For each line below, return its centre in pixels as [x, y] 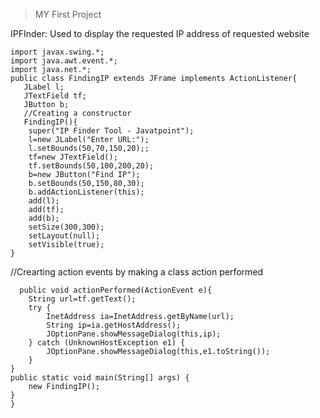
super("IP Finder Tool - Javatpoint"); [111, 131]
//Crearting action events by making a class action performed [137, 272]
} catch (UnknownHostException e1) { [107, 343]
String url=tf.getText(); [82, 299]
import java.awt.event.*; [64, 61]
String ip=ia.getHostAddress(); [114, 325]
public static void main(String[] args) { [100, 378]
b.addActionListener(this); [86, 192]
